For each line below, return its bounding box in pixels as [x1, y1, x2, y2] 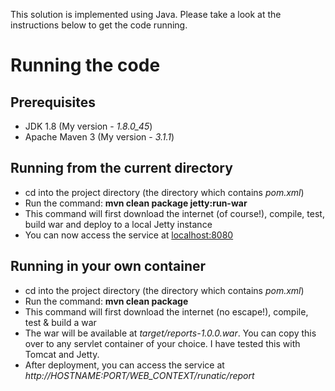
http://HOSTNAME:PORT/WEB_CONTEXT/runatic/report [24, 369, 255, 381]
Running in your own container [10, 258, 207, 275]
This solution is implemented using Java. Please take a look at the [10, 9, 282, 20]
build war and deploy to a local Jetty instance [24, 218, 213, 230]
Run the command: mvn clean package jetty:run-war [24, 197, 248, 209]
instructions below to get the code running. [10, 19, 188, 31]
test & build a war [24, 316, 97, 328]
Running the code [10, 54, 161, 77]
